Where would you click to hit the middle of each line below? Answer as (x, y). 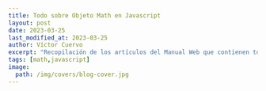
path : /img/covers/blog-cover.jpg (72, 74)
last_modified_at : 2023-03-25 (58, 38)
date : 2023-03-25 (37, 30)
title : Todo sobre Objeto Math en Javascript (84, 15)
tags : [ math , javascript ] (49, 60)
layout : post (30, 23)
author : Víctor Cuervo (46, 45)
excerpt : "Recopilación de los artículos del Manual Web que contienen (129, 52)
